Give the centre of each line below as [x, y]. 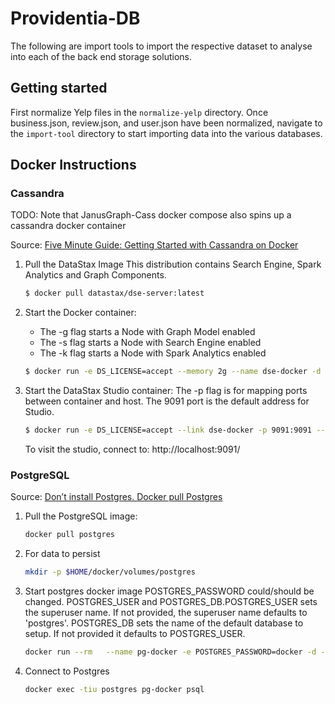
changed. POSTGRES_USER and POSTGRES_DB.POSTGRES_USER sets [171, 602]
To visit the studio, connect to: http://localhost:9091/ [132, 449]
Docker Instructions [73, 165]
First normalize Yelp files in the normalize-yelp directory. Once [139, 112]
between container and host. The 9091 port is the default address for [167, 401]
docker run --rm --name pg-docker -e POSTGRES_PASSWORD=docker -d [170, 652]
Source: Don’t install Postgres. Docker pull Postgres [116, 497]
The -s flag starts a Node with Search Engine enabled [150, 343]
